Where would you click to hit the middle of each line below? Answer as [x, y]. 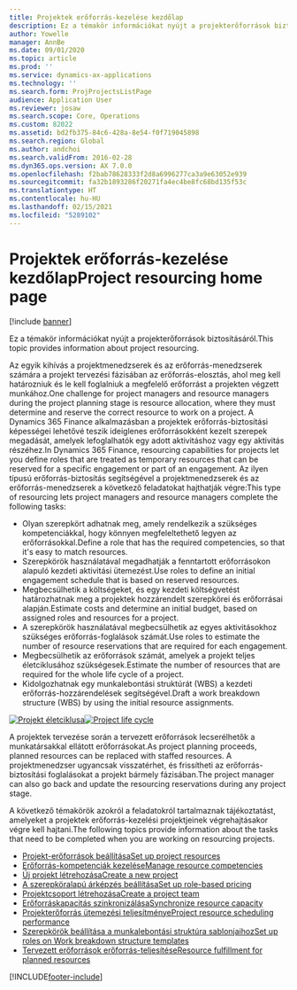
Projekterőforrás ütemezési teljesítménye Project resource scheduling [148, 912]
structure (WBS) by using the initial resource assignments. [128, 702]
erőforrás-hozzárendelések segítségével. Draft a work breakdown [141, 693]
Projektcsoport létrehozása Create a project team [110, 893]
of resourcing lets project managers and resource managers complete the [144, 496]
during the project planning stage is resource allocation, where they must [142, 402]
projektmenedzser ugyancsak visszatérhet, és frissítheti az [117, 765]
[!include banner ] [41, 321]
